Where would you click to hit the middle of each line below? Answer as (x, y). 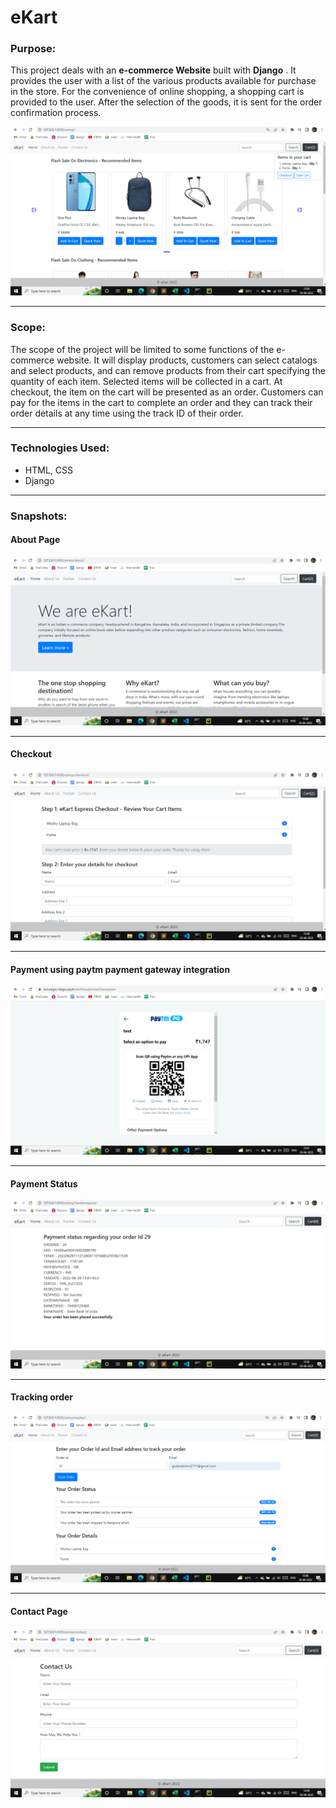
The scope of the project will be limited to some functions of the (142, 349)
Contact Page (39, 1611)
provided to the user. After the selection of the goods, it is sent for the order (166, 102)
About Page (35, 540)
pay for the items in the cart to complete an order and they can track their (161, 402)
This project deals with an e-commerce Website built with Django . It (153, 70)
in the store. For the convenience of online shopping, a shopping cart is (157, 92)
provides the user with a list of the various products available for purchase (163, 81)
